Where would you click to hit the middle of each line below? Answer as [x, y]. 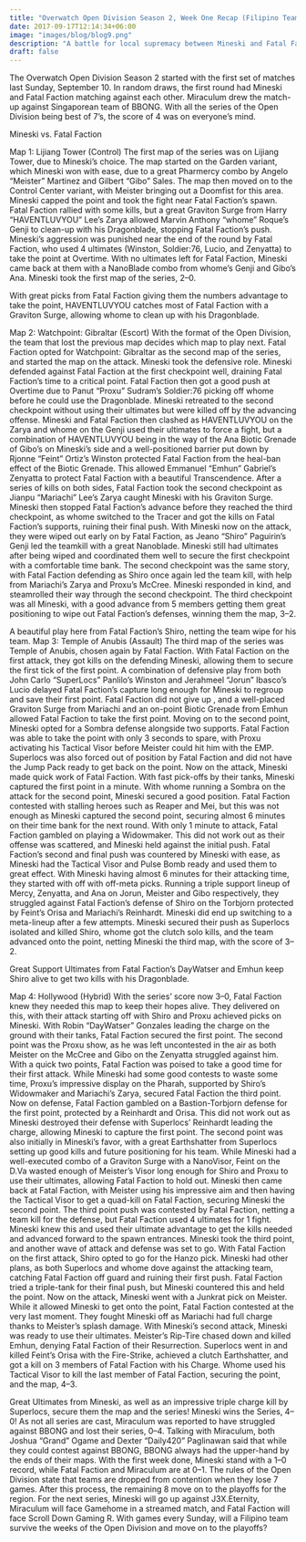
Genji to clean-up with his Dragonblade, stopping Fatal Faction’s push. [141, 230]
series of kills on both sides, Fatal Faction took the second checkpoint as [146, 488]
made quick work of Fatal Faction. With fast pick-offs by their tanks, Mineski [152, 777]
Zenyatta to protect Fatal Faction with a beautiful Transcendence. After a [146, 478]
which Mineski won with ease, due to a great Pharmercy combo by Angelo [149, 172]
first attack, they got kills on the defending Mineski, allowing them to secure [152, 661]
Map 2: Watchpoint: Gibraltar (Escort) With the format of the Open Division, [150, 333]
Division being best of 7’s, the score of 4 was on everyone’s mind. [133, 117]
